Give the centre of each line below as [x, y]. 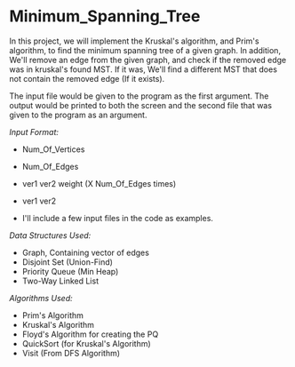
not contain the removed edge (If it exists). [87, 78]
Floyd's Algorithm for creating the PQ [90, 334]
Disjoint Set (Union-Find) [68, 262]
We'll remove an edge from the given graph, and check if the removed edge [148, 60]
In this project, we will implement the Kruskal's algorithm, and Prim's [134, 41]
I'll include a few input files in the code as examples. [117, 218]
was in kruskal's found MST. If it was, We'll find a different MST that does [144, 69]
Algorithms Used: [41, 298]
